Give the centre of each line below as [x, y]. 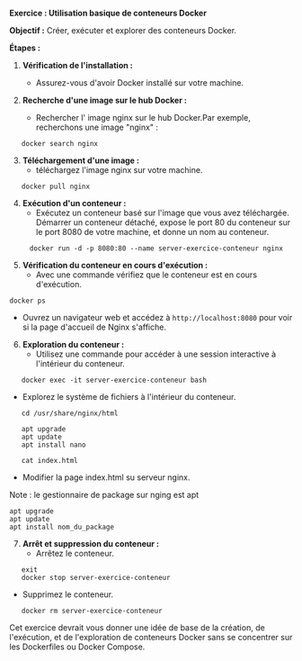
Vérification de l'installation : [77, 65]
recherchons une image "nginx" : [97, 127]
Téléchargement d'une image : [80, 160]
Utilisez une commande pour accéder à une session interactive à [156, 354]
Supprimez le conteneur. [68, 594]
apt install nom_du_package [62, 527]
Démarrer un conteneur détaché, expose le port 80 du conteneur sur [163, 222]
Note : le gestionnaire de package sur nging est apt [104, 495]
